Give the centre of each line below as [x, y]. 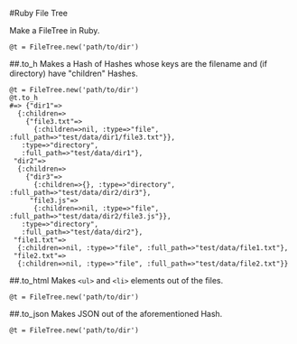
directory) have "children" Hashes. [74, 73]
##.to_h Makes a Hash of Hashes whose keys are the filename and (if [139, 64]
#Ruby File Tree [39, 13]
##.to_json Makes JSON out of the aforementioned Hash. [116, 314]
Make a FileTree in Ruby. [55, 30]
